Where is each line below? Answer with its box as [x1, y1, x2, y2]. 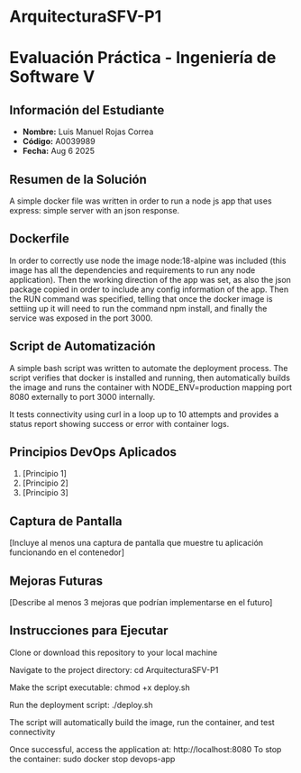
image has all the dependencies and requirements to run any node [9, 264, 256, 276]
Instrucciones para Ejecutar [9, 623, 169, 639]
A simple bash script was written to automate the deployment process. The [9, 362, 288, 373]
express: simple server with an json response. [9, 205, 180, 215]
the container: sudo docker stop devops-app [9, 753, 176, 764]
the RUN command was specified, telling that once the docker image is [9, 293, 273, 304]
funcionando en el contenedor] [9, 547, 124, 558]
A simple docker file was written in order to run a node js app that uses [9, 196, 272, 206]
